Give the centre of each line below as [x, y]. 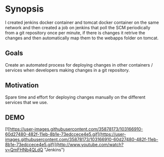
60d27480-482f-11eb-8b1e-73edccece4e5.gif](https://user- [65, 134]
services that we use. [27, 102]
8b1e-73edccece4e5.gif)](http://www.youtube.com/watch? [64, 145]
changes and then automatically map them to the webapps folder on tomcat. [82, 38]
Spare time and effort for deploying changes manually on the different [75, 97]
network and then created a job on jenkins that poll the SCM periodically [78, 27]
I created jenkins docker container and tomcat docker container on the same [82, 22]
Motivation [22, 85]
